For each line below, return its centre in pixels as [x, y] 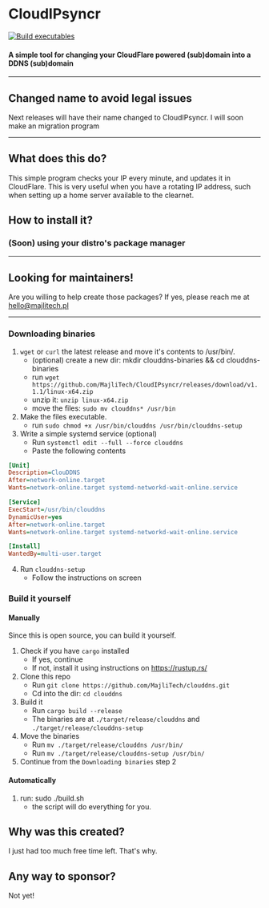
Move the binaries [50, 736]
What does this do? [58, 158]
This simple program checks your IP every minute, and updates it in [119, 178]
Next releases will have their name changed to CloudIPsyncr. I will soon [126, 117]
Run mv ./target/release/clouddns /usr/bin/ [108, 745]
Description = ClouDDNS [44, 473]
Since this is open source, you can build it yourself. [92, 635]
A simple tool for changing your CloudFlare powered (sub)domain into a [130, 55]
